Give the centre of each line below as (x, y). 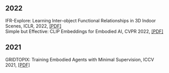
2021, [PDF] (18, 65)
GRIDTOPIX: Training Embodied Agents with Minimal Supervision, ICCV (80, 59)
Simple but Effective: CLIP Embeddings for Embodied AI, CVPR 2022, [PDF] (84, 31)
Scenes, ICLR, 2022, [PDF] (33, 26)
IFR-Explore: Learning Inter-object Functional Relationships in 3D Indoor (81, 20)
